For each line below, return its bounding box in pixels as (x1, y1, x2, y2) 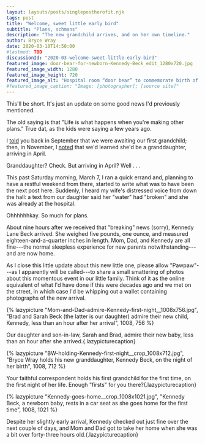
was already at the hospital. (6, 200, 76, 207)
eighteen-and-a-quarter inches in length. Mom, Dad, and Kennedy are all (6, 237, 190, 244)
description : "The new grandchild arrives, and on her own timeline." (6, 32, 190, 38)
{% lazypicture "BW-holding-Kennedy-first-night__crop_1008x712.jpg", (6, 349, 184, 357)
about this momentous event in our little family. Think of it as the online (6, 275, 185, 282)
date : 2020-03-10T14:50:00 (6, 44, 75, 50)
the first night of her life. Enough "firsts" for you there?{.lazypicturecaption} (6, 381, 197, 388)
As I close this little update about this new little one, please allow (6, 262, 169, 269)
